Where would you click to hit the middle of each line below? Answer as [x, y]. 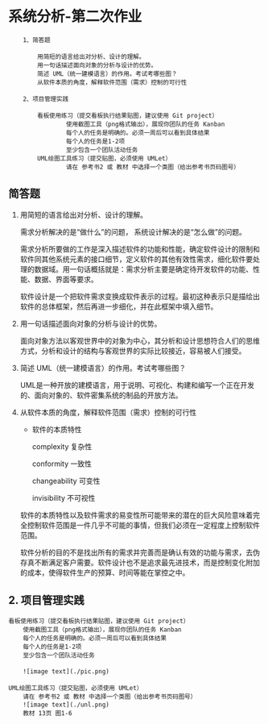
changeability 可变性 [66, 481]
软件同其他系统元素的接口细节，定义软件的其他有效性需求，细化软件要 [136, 259]
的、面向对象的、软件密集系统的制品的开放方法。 [101, 395]
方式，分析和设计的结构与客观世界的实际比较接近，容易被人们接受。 [133, 351]
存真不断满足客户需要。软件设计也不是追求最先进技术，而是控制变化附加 [140, 562]
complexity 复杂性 [62, 446]
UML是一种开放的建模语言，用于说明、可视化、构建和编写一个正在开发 [137, 385]
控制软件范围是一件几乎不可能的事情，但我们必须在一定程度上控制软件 [143, 525]
